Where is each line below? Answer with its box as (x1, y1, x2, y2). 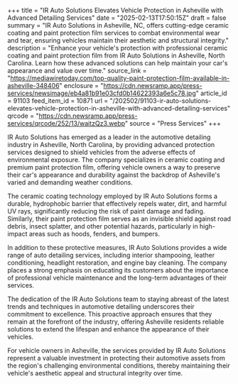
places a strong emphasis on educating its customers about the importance (7, 266, 229, 274)
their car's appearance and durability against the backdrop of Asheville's (7, 170, 220, 179)
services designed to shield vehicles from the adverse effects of (7, 148, 195, 156)
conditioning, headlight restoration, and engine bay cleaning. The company (7, 258, 227, 267)
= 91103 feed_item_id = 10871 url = (7, 97, 109, 105)
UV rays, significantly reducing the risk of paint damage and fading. (7, 207, 205, 215)
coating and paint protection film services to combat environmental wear (7, 28, 220, 37)
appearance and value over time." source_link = (7, 67, 147, 75)
